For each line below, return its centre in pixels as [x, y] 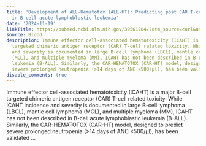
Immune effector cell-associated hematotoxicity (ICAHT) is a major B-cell [99, 92]
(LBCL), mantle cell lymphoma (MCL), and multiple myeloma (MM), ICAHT [100, 112]
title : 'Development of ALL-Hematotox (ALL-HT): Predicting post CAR [97, 12]
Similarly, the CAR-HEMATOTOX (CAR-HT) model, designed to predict [95, 125]
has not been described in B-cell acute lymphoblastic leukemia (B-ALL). [97, 118]
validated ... [21, 138]
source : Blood [25, 35]
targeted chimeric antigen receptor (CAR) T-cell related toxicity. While [94, 99]
